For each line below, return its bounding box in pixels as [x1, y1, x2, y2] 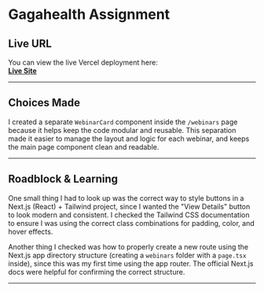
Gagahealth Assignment [8, 6, 170, 24]
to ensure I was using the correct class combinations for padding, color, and [8, 218, 255, 227]
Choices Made [8, 96, 81, 109]
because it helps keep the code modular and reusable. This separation [8, 125, 236, 135]
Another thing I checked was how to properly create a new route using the [8, 242, 249, 251]
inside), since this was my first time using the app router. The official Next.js [8, 258, 254, 268]
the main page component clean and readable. [8, 142, 159, 151]
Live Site [8, 66, 37, 76]
